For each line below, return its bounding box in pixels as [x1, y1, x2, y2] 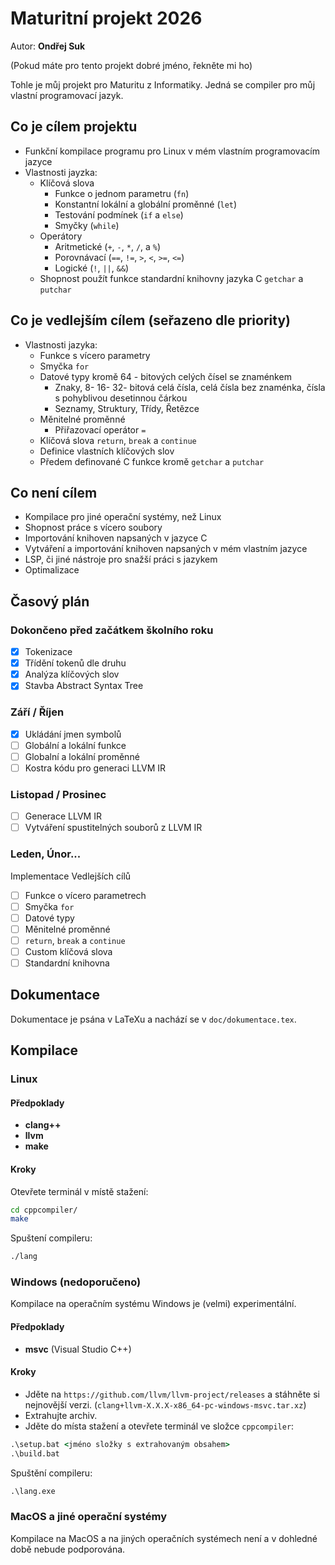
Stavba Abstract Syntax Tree [24, 680, 144, 692]
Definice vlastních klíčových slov [39, 445, 175, 457]
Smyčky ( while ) [54, 219, 120, 231]
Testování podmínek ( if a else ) [54, 208, 184, 221]
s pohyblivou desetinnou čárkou [54, 392, 188, 404]
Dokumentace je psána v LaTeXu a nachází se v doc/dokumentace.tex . [10, 1013, 297, 1025]
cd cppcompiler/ [10, 1205, 78, 1215]
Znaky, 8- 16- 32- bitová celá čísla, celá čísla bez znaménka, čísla [54, 381, 326, 393]
